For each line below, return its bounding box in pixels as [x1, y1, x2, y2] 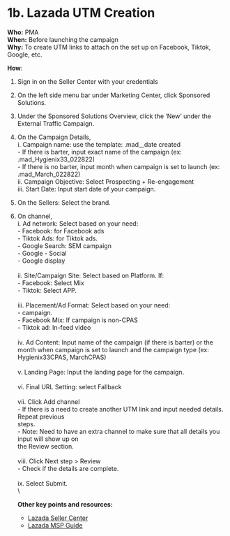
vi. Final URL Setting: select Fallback [17, 382, 122, 391]
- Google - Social [17, 249, 67, 257]
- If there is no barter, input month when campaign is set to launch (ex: [17, 162, 220, 171]
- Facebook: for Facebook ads [17, 226, 105, 235]
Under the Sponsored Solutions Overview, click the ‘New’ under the [17, 112, 211, 120]
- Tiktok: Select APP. [17, 286, 77, 294]
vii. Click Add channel [17, 397, 80, 406]
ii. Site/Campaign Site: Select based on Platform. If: [17, 271, 164, 280]
